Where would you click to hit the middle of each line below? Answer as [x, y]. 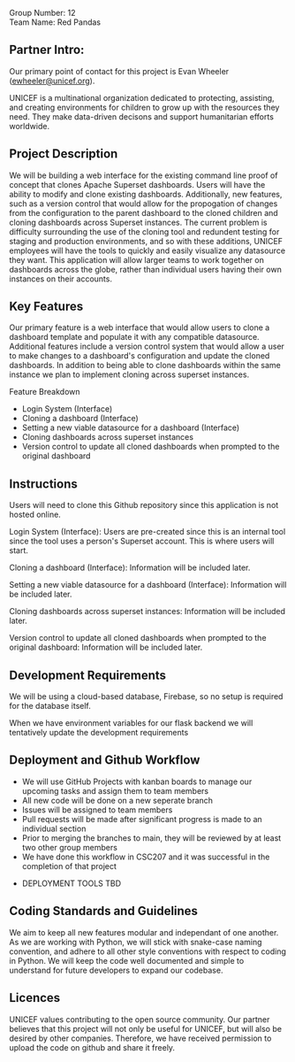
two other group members [69, 847]
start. [19, 550]
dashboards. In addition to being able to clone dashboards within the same [145, 366]
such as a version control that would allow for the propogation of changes [144, 204]
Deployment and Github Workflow [105, 760]
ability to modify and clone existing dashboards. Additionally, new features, [146, 194]
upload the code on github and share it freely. [92, 1047]
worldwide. [30, 126]
